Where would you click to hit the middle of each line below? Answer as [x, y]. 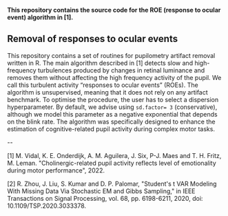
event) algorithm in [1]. [40, 17]
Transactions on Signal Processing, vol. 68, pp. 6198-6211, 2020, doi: [105, 198]
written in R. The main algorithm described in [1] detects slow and [100, 63]
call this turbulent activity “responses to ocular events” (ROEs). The [103, 85]
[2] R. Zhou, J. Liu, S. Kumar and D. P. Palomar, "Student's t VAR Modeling [112, 184]
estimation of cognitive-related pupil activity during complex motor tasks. [111, 129]
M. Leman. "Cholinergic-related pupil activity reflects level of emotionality [112, 163]
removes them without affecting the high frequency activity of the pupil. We [114, 77]
